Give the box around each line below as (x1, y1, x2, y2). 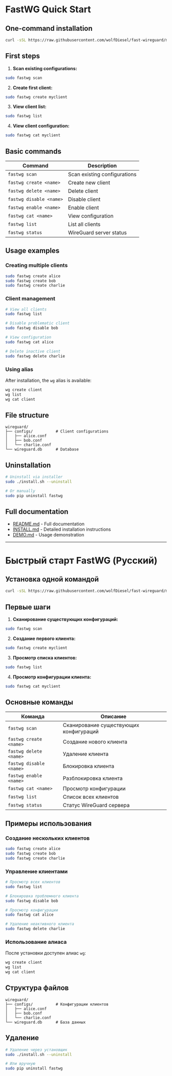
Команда (21, 713, 45, 720)
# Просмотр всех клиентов (5, 880, 60, 885)
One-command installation (5, 24, 93, 33)
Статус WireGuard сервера (62, 802, 130, 809)
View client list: (12, 104, 47, 110)
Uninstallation (5, 461, 51, 469)
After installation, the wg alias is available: (5, 377, 92, 383)
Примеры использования (5, 819, 92, 828)
